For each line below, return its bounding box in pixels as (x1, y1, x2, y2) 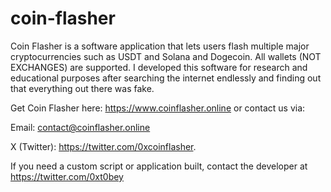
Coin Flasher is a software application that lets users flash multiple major (10, 40, 310, 52)
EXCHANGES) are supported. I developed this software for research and (10, 61, 308, 73)
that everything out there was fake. (10, 82, 155, 94)
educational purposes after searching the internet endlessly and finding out (10, 72, 322, 84)
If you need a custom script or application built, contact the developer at (10, 160, 308, 172)
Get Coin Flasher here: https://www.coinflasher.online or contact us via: (10, 102, 306, 114)
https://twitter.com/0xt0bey (10, 170, 124, 182)
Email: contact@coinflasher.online (10, 121, 151, 133)
